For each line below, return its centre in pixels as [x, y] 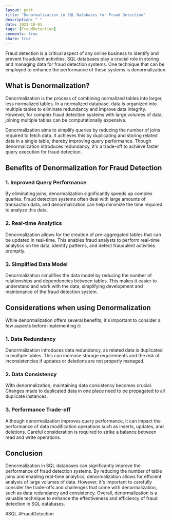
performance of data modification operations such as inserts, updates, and [85, 426]
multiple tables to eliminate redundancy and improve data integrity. [76, 109]
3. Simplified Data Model [36, 264]
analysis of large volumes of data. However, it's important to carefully [79, 482]
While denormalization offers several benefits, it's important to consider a [83, 320]
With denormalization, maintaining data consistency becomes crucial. [79, 385]
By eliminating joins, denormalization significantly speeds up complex [79, 194]
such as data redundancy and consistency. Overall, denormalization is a [81, 493]
